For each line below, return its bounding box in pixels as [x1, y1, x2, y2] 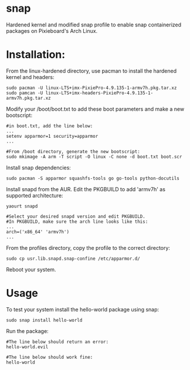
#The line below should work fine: [6, 354, 93, 360]
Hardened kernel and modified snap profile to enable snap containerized [6, 21, 182, 28]
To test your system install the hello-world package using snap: [6, 305, 160, 313]
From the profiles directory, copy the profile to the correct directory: [6, 244, 170, 251]
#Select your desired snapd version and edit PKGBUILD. [6, 213, 145, 219]
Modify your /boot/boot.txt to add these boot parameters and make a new [6, 105, 185, 113]
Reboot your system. [6, 266, 56, 273]
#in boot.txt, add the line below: [6, 123, 93, 129]
